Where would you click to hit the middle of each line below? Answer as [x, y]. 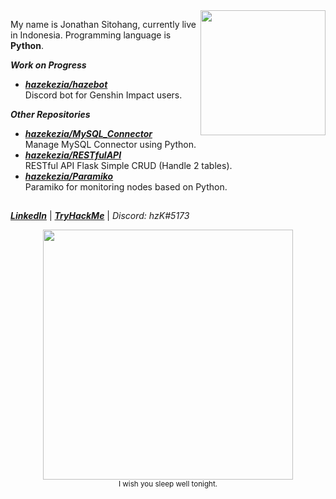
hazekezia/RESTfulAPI [73, 155]
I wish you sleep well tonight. [168, 484]
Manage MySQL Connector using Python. [110, 144]
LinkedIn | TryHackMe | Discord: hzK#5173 [100, 216]
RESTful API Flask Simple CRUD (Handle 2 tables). [128, 165]
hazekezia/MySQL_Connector [88, 133]
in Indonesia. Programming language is [91, 35]
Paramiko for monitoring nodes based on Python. [126, 187]
